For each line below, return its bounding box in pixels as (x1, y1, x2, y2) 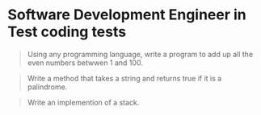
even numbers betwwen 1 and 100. (27, 58, 143, 68)
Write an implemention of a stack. (27, 97, 140, 107)
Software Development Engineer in (7, 6, 247, 24)
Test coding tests (7, 23, 127, 41)
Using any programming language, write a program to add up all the (27, 49, 254, 59)
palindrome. (27, 82, 68, 92)
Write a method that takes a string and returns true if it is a (27, 73, 222, 83)
